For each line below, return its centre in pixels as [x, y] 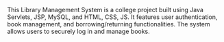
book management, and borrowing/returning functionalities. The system [109, 24]
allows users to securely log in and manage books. [79, 31]
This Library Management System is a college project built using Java [105, 10]
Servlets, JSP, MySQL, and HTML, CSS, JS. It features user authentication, [112, 17]
